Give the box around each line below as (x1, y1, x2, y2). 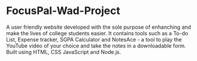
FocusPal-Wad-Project (6, 4, 120, 18)
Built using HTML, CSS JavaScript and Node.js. (6, 48, 121, 55)
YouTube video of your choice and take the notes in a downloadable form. (6, 42, 186, 49)
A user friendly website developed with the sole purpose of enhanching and (6, 23, 191, 30)
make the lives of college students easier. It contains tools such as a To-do (6, 29, 188, 36)
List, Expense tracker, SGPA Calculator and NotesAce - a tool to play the (6, 36, 182, 43)
